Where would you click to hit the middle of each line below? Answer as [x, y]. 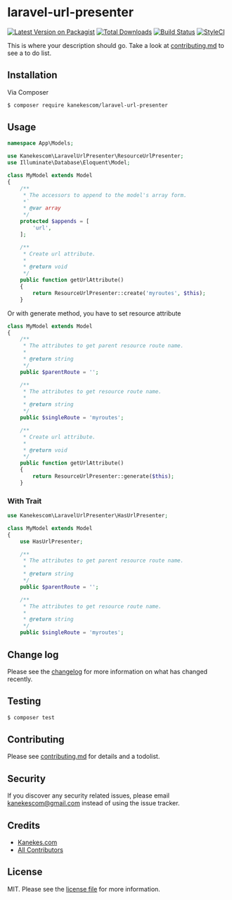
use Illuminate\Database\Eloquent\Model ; [69, 163]
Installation [32, 75]
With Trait [25, 500]
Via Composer [28, 92]
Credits [24, 826]
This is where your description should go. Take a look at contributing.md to [116, 45]
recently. [20, 679]
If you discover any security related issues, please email [89, 796]
